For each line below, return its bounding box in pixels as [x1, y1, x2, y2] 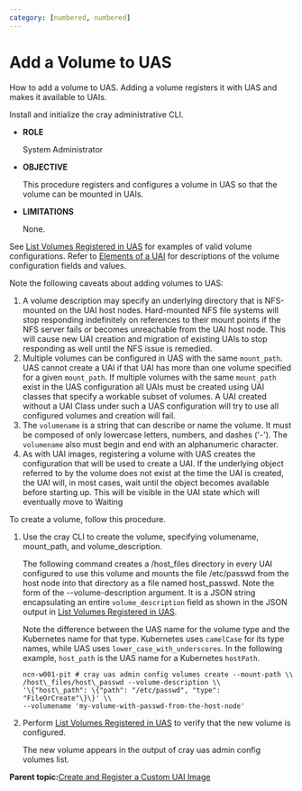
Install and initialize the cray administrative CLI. [9, 109, 184, 120]
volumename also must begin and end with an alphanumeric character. [22, 438, 279, 449]
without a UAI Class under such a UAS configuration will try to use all [22, 400, 279, 411]
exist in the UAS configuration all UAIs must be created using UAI [22, 381, 264, 392]
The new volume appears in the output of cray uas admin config [22, 744, 261, 755]
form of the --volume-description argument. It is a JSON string [22, 587, 256, 598]
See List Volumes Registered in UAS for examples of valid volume [9, 241, 252, 252]
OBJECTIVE [22, 161, 69, 172]
